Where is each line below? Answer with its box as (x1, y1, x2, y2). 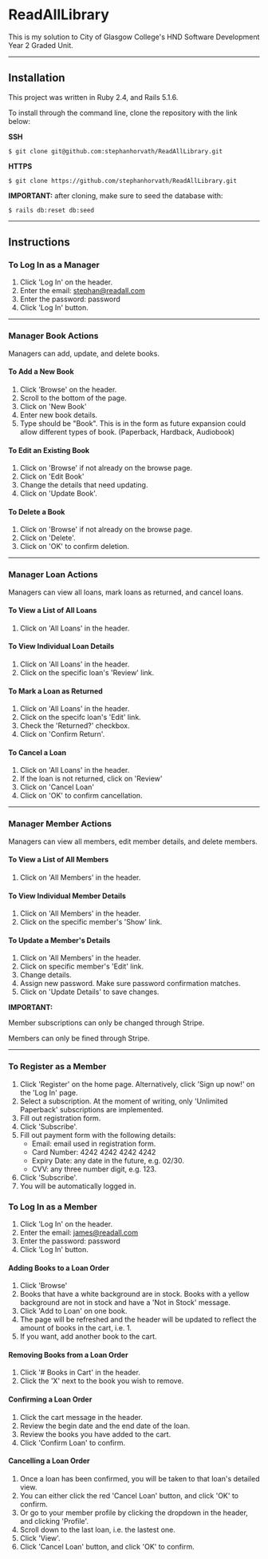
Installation (8, 71, 65, 85)
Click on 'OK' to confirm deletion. (19, 542, 130, 551)
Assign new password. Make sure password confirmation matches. (19, 979, 241, 988)
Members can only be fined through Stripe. (8, 1033, 150, 1044)
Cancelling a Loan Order (8, 1456, 90, 1466)
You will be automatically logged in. (19, 1181, 137, 1191)
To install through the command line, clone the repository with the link (8, 108, 238, 117)
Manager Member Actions (8, 818, 112, 829)
